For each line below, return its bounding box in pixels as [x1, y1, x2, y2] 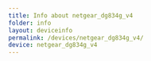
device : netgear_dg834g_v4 [8, 41, 98, 49]
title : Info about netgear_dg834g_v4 [8, 11, 134, 20]
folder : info [8, 19, 52, 27]
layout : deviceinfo [8, 26, 73, 34]
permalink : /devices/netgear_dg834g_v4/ [8, 33, 145, 42]
